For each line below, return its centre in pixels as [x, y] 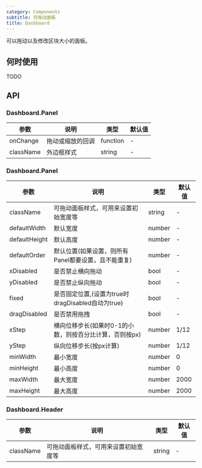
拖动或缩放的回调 [71, 141]
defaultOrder [27, 255]
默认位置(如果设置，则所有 [91, 251]
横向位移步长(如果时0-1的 [91, 326]
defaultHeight [29, 240]
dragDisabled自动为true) [88, 303]
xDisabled [23, 271]
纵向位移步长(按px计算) [87, 346]
